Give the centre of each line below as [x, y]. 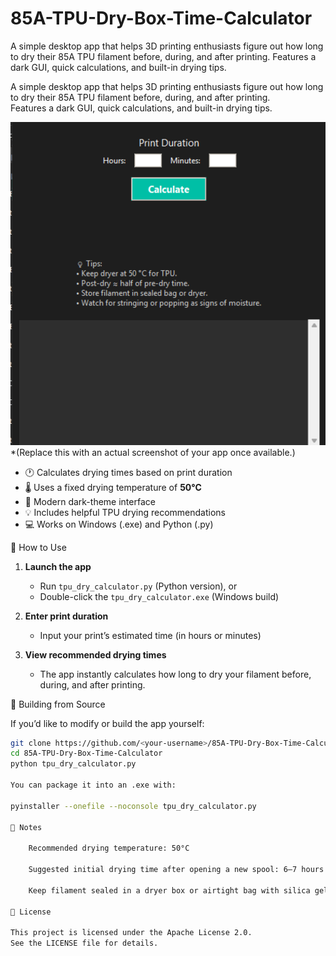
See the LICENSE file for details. [84, 943]
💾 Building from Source [58, 704]
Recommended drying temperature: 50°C [109, 848]
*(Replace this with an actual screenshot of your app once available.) [153, 452]
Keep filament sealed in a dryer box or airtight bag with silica [169, 890]
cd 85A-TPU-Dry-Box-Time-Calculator [86, 753]
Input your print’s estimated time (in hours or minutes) [150, 635]
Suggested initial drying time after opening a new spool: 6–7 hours [176, 870]
